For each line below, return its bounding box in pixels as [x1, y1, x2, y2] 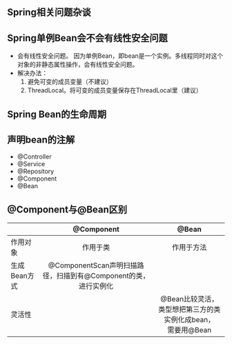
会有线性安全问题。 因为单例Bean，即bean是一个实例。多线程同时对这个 [17, 52, 224, 60]
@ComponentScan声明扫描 [48, 261, 137, 270]
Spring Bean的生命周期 [7, 108, 107, 120]
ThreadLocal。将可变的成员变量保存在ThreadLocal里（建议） [27, 86, 202, 94]
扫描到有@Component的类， [56, 271, 150, 281]
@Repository [17, 168, 55, 176]
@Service [17, 160, 46, 168]
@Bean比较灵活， [160, 294, 219, 304]
